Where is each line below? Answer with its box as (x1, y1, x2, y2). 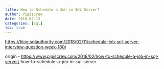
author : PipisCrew (5, 12, 43, 17)
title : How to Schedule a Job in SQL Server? (5, 7, 99, 12)
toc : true (5, 25, 25, 30)
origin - (5, 53, 20, 59)
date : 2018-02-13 (5, 16, 41, 21)
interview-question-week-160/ (5, 44, 67, 50)
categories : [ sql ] (5, 21, 43, 26)
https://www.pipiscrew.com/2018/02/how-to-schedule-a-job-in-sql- (21, 53, 159, 59)
